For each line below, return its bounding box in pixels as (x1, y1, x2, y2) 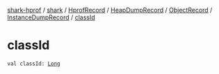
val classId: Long (7, 60, 60, 67)
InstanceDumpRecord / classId (7, 13, 95, 21)
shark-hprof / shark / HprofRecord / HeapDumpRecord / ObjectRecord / (7, 6, 213, 14)
